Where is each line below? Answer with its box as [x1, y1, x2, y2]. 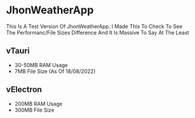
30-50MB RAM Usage [14, 61, 69, 68]
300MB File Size [14, 106, 54, 113]
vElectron [6, 85, 42, 95]
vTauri [6, 46, 30, 56]
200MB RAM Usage [14, 100, 63, 107]
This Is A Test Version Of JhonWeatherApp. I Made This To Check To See [6, 23, 183, 30]
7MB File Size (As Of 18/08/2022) [14, 68, 96, 75]
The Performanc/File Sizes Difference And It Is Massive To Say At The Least [6, 29, 189, 36]
